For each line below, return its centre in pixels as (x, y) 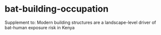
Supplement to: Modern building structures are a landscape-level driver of (80, 22)
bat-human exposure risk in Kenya (40, 27)
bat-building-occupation (56, 9)
